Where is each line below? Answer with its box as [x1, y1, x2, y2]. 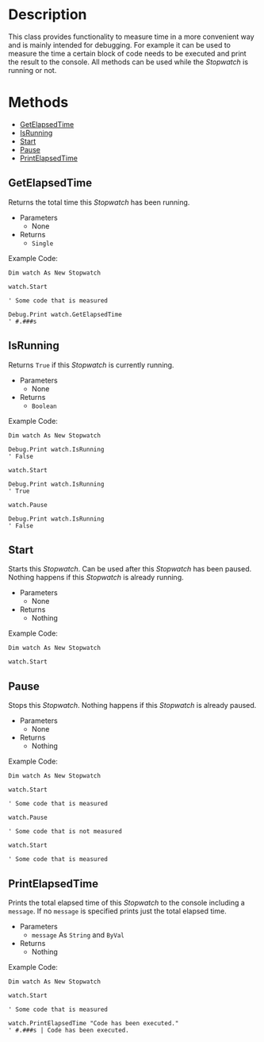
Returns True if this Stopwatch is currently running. [8, 360, 174, 370]
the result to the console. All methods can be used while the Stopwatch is [8, 57, 248, 67]
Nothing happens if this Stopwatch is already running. [8, 573, 184, 583]
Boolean [31, 402, 57, 410]
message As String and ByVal [31, 930, 124, 940]
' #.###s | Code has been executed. [8, 1026, 129, 1034]
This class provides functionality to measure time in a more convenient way [8, 32, 255, 41]
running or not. [8, 65, 57, 75]
